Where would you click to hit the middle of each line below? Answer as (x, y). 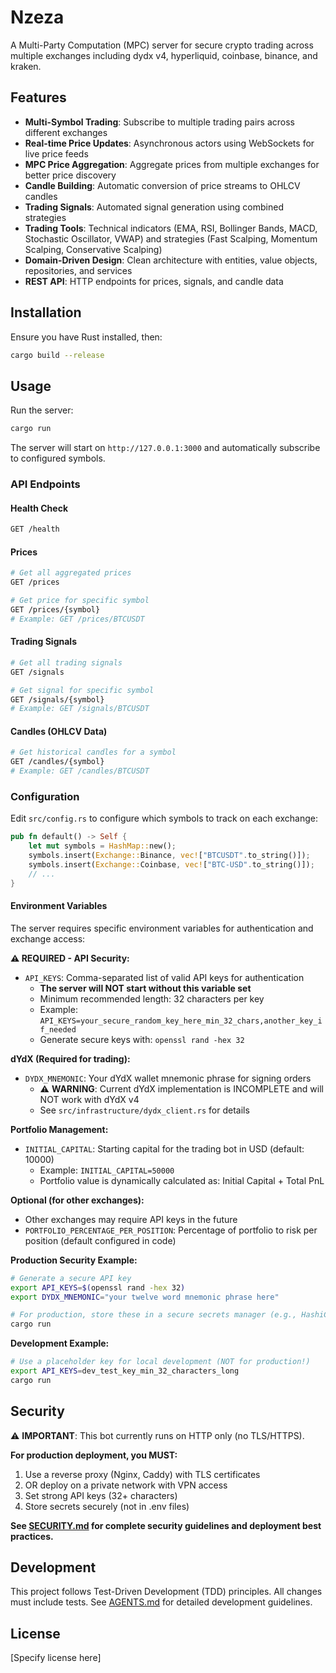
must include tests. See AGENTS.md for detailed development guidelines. (161, 1602)
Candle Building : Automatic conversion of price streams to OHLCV (162, 185)
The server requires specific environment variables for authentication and (162, 928)
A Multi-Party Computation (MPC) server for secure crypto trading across (162, 45)
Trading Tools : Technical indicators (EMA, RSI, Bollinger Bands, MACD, (171, 228)
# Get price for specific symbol (80, 601)
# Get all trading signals (66, 662)
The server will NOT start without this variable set (145, 988)
